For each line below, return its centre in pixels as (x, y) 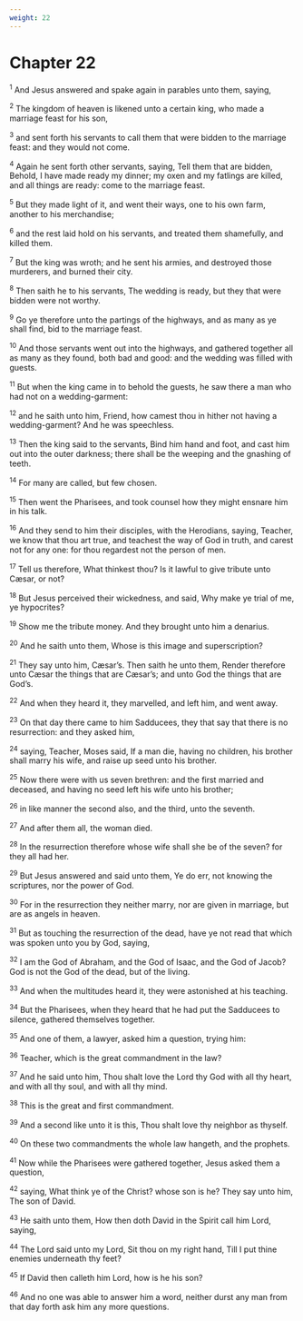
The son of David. (43, 1201)
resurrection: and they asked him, (72, 731)
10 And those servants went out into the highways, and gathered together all (151, 348)
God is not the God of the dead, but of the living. (100, 971)
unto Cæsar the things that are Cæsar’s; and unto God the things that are (146, 674)
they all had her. (39, 856)
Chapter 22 (53, 62)
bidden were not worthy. (55, 300)
